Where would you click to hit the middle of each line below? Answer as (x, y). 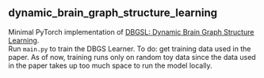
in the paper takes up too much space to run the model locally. (110, 65)
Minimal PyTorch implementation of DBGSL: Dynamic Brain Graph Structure (131, 32)
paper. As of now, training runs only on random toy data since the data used (132, 57)
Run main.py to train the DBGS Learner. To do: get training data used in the (130, 48)
